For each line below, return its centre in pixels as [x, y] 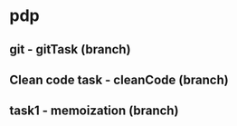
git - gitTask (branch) [70, 49]
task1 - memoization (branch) [94, 111]
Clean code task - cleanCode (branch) [119, 79]
